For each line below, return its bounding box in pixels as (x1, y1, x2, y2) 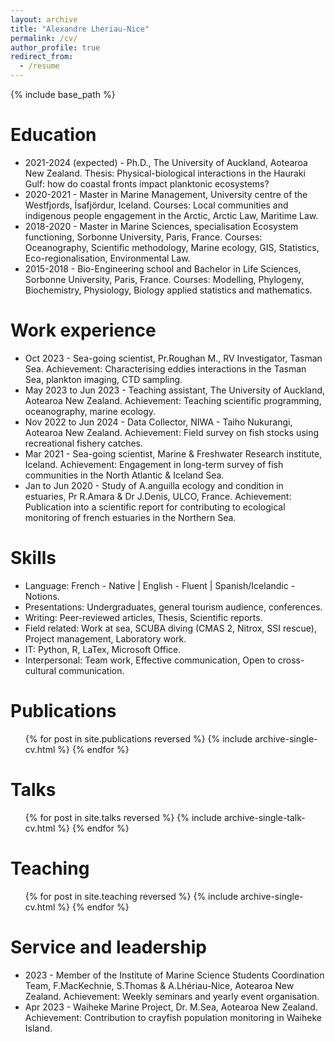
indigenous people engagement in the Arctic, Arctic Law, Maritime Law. (24, 209, 319, 221)
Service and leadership (10, 936, 207, 958)
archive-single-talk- (223, 811, 306, 823)
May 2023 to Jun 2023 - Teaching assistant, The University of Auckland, (24, 384, 326, 396)
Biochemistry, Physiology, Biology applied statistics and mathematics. (24, 284, 313, 296)
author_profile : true (10, 42, 101, 53)
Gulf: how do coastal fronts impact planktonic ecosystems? (24, 177, 270, 190)
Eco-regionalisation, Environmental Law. (24, 252, 191, 264)
